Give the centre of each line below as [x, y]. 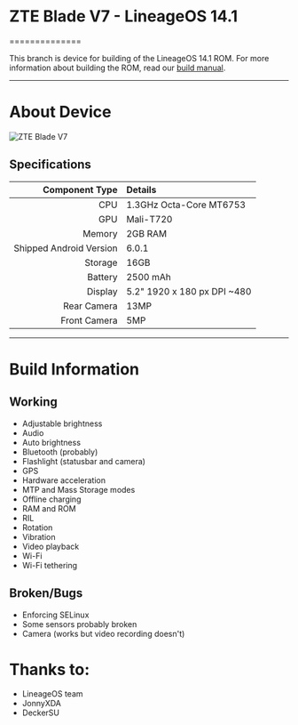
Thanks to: [50, 669]
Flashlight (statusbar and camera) [84, 461]
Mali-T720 [149, 219]
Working [33, 402]
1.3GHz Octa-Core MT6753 [186, 205]
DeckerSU [41, 713]
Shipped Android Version [66, 248]
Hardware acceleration [64, 480]
